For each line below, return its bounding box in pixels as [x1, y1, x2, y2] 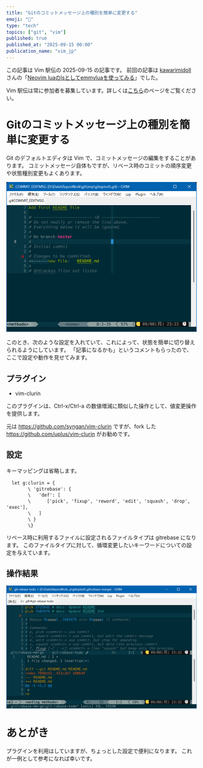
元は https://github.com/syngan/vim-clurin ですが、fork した [6, 423, 156, 430]
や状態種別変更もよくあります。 [6, 169, 86, 177]
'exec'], [6, 504, 28, 510]
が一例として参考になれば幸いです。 [6, 755, 95, 762]
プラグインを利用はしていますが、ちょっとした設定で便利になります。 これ [6, 747, 192, 755]
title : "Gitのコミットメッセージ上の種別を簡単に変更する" [6, 10, 138, 16]
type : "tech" [6, 22, 39, 29]
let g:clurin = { [11, 480, 56, 486]
